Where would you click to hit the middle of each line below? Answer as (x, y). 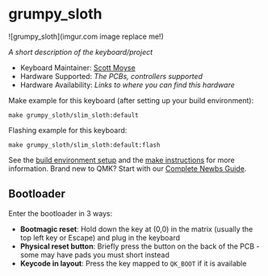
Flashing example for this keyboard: (68, 130)
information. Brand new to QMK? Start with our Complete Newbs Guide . (128, 168)
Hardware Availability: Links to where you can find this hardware (128, 85)
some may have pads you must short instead (94, 254)
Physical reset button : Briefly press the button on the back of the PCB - (140, 246)
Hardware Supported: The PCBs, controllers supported (111, 76)
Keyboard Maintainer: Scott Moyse (77, 67)
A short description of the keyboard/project (81, 52)
